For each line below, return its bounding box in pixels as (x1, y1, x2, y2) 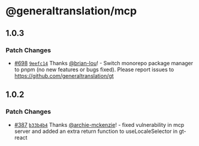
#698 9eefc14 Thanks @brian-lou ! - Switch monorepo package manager (14, 59, 194, 66)
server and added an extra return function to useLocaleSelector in (14, 127, 178, 135)
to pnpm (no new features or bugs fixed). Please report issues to (14, 66, 174, 73)
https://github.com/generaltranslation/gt (14, 72, 114, 79)
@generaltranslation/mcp (5, 4, 137, 18)
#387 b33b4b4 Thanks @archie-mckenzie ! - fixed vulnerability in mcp (14, 121, 185, 128)
